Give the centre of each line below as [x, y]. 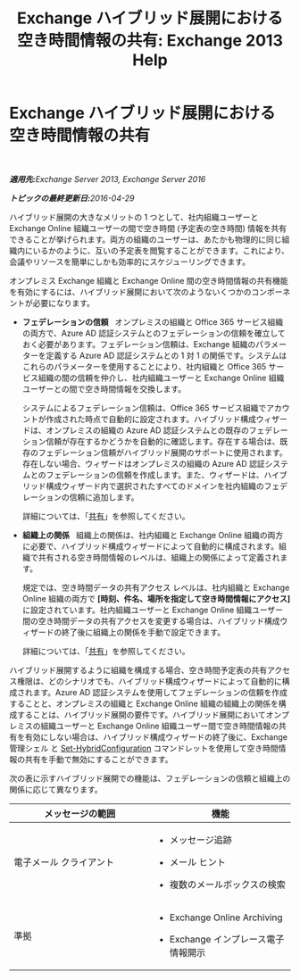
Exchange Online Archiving [226, 918]
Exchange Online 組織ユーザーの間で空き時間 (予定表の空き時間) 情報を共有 [148, 228]
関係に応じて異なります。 [56, 789]
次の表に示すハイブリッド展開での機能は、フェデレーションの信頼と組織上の [150, 778]
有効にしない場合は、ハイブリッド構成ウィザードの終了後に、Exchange [156, 736]
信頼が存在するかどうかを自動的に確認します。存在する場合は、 [163, 441]
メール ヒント [197, 862]
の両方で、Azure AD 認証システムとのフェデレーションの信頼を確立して [154, 333]
